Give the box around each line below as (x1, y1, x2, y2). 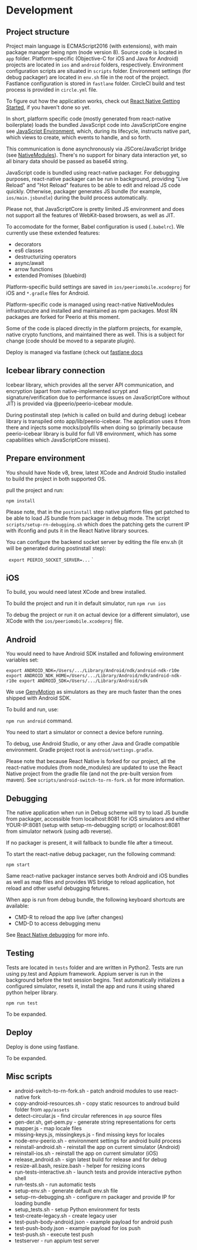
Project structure (6, 27, 70, 37)
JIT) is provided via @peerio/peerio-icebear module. (6, 400, 133, 407)
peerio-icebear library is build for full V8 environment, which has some (6, 430, 177, 437)
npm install (6, 498, 35, 504)
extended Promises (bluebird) (14, 272, 87, 279)
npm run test (6, 1000, 38, 1006)
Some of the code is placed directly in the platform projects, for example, (6, 325, 183, 332)
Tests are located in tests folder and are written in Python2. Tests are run (6, 964, 184, 971)
